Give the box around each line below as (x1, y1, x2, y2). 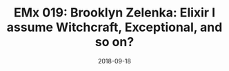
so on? (94, 34, 135, 50)
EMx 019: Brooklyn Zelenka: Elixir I (13, 5, 216, 21)
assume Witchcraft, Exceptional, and (6, 19, 223, 35)
